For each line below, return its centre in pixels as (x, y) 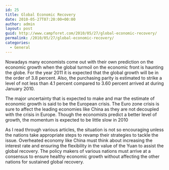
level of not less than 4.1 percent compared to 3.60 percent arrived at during (85, 83)
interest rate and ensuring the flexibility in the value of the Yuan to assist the (85, 146)
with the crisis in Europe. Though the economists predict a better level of (81, 115)
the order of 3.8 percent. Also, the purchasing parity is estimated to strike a (83, 78)
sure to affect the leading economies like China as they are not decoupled (82, 109)
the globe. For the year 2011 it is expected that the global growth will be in (82, 72)
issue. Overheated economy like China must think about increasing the (79, 140)
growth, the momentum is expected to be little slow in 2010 (67, 120)
